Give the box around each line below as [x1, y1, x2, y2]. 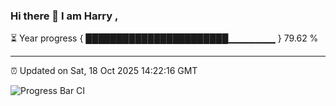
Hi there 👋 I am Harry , [10, 9, 119, 23]
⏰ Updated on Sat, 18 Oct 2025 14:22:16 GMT [10, 65, 198, 77]
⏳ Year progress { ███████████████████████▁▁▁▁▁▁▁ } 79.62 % [10, 32, 319, 44]
